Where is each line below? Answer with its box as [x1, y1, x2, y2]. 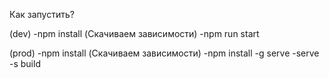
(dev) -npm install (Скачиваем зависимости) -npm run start [9, 28, 260, 39]
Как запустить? [9, 9, 75, 20]
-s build [9, 58, 41, 69]
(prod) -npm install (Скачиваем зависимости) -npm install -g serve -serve [9, 47, 320, 59]
